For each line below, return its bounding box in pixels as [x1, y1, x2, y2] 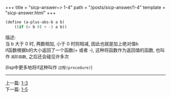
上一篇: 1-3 [5, 80, 28, 86]
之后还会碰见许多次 [28, 53, 69, 59]
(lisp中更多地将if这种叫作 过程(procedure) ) [5, 64, 93, 70]
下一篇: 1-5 [5, 86, 28, 92]
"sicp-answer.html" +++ [5, 10, 56, 16]
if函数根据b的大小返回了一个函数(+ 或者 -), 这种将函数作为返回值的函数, [5, 47, 155, 53]
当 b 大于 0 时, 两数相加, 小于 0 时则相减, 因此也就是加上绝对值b [5, 40, 139, 46]
